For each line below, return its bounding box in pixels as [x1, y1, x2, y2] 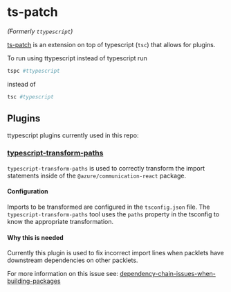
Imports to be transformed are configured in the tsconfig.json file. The [7, 203, 210, 211]
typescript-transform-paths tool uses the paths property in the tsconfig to [7, 210, 220, 218]
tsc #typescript [7, 93, 54, 101]
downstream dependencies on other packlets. [7, 256, 138, 264]
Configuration [7, 187, 48, 196]
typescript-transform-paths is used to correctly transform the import [7, 164, 205, 172]
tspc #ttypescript [7, 67, 60, 74]
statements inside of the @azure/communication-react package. [7, 171, 187, 180]
